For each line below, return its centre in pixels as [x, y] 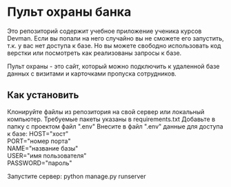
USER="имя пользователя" [47, 155]
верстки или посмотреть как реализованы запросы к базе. [94, 53]
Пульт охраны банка [69, 12]
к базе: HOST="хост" [38, 133]
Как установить [43, 95]
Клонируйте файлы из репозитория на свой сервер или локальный [106, 111]
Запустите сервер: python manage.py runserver [77, 176]
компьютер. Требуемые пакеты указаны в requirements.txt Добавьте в [111, 119]
